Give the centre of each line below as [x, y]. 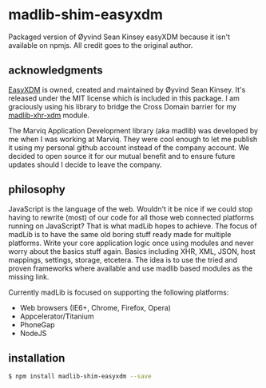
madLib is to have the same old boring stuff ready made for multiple [120, 234]
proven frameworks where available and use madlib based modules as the [131, 268]
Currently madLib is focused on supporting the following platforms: [119, 292]
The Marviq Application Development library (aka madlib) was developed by [133, 130]
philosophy [37, 190]
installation [37, 358]
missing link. [29, 276]
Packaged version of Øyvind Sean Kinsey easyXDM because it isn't [119, 37]
